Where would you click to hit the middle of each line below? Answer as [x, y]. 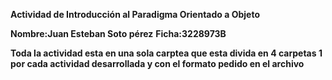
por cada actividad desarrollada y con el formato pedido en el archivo [157, 63]
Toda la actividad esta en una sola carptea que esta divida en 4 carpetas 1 [166, 53]
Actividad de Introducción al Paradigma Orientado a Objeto [135, 14]
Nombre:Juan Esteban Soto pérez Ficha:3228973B [118, 33]
